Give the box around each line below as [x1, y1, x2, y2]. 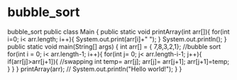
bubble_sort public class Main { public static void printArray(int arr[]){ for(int [7, 27, 230, 36]
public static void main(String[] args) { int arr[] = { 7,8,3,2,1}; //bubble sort [7, 42, 221, 51]
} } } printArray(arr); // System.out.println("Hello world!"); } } [7, 65, 182, 73]
